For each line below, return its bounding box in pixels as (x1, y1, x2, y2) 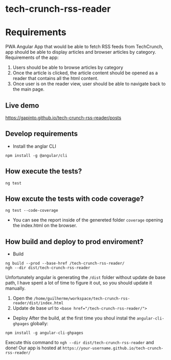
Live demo (5, 101, 39, 110)
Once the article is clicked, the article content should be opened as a (12, 70, 158, 76)
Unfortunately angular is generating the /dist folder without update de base (5, 274, 166, 281)
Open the (12, 295, 33, 302)
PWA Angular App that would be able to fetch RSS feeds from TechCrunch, (5, 44, 163, 50)
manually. (5, 285, 26, 291)
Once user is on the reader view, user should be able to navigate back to (12, 81, 166, 87)
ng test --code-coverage (5, 208, 58, 213)
